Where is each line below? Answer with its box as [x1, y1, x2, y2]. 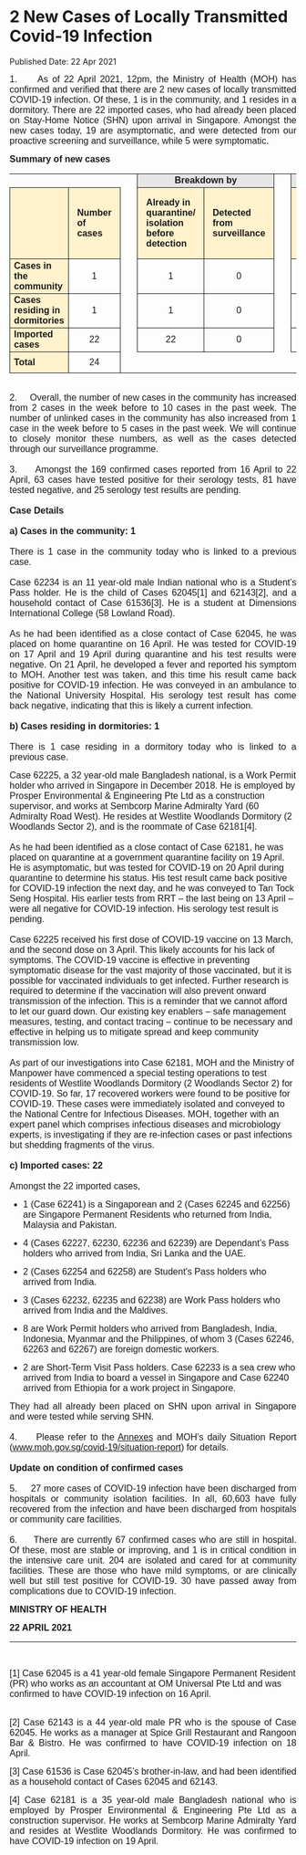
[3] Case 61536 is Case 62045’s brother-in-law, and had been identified [9, 1766, 297, 1776]
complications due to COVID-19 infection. [9, 1586, 177, 1597]
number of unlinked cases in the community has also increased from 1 [9, 413, 297, 424]
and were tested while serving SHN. [9, 1410, 155, 1421]
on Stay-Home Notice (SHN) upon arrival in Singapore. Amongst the [9, 114, 297, 125]
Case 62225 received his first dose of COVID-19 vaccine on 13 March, [9, 934, 294, 945]
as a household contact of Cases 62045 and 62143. [9, 1776, 219, 1787]
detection [146, 238, 188, 249]
